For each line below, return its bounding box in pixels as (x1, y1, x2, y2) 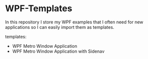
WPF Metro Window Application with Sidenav (12, 48, 105, 54)
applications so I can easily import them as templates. (5, 24, 114, 30)
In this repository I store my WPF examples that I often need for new (5, 19, 144, 25)
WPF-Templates (5, 3, 73, 14)
